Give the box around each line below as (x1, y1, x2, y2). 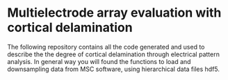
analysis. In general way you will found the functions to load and (7, 57, 191, 65)
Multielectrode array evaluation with (7, 5, 222, 21)
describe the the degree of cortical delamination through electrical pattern (7, 50, 220, 58)
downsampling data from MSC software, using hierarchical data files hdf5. (7, 65, 220, 73)
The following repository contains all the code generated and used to (7, 42, 205, 51)
